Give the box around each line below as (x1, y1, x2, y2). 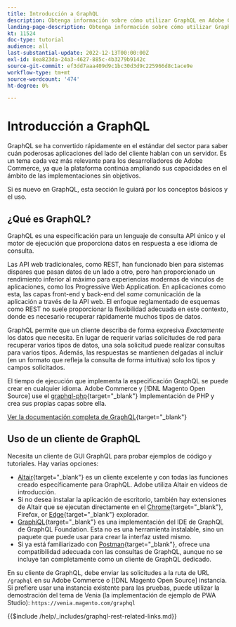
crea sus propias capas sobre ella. (7, 400, 107, 407)
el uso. (7, 192, 27, 201)
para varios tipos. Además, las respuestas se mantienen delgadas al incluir (7, 348, 223, 357)
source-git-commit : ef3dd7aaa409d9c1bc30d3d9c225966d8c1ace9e (7, 62, 193, 70)
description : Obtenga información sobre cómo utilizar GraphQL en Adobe (7, 17, 225, 24)
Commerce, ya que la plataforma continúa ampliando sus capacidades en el (7, 164, 228, 173)
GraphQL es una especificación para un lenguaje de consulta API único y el (7, 232, 226, 239)
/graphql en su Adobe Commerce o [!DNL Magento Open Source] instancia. (7, 576, 227, 584)
